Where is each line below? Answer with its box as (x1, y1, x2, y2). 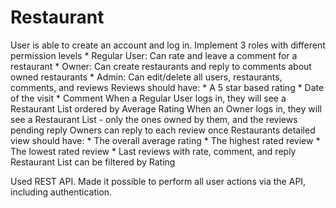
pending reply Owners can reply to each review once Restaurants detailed (10, 124, 316, 136)
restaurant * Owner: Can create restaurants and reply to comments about (10, 60, 312, 72)
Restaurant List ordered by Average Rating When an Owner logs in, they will (10, 102, 322, 115)
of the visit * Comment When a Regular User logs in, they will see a (10, 92, 287, 104)
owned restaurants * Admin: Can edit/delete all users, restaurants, (10, 71, 283, 83)
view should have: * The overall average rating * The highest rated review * (10, 134, 321, 146)
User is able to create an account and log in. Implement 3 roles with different (10, 39, 326, 51)
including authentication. (10, 186, 113, 198)
